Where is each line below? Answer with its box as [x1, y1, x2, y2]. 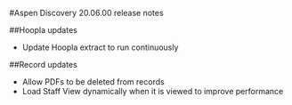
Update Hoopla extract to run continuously [21, 42, 179, 52]
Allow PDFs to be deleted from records [21, 77, 165, 87]
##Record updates [9, 60, 77, 69]
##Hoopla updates [9, 25, 77, 35]
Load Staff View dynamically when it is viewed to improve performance [21, 86, 284, 96]
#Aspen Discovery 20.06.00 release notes [9, 8, 164, 18]
